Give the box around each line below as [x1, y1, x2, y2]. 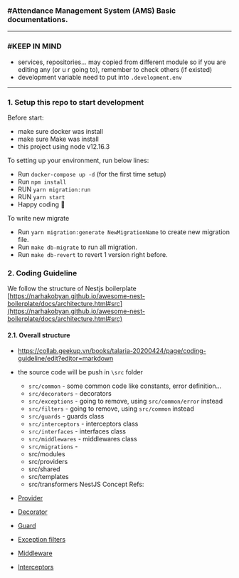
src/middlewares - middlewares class [28, 435, 137, 443]
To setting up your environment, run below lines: [7, 156, 149, 164]
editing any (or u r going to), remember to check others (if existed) [17, 65, 213, 73]
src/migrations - [28, 442, 78, 451]
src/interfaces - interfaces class [28, 427, 127, 436]
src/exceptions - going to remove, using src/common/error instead [28, 397, 223, 406]
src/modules [28, 450, 65, 458]
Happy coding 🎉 [17, 200, 65, 209]
